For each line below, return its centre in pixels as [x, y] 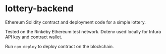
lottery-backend [39, 9]
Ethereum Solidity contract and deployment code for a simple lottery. [76, 22]
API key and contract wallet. [34, 37]
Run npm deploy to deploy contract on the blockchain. [59, 46]
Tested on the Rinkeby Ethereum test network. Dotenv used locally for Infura [83, 31]
